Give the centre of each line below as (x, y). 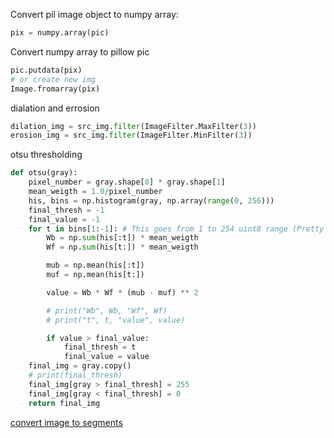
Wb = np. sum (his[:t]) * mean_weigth (122, 238)
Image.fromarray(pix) (55, 89)
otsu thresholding (46, 155)
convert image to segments (66, 422)
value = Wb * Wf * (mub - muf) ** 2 (122, 292)
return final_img (64, 403)
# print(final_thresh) (75, 375)
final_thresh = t (100, 347)
